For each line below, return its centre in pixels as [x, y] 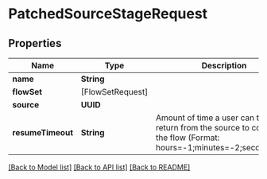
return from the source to [203, 128]
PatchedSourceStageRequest [108, 14]
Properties [35, 43]
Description [224, 66]
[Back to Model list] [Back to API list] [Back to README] [99, 167]
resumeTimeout [43, 132]
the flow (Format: [188, 138]
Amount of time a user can [205, 118]
